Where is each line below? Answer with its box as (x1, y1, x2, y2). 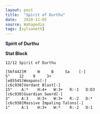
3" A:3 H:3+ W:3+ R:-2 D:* (5, 96, 93, 101)
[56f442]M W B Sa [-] (5, 70, 86, 75)
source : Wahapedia (5, 21, 45, 27)
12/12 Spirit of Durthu (5, 60, 56, 65)
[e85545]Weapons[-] (5, 78, 47, 83)
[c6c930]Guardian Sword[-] (5, 92, 63, 97)
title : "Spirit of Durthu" (5, 12, 66, 17)
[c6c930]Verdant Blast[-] (5, 83, 61, 88)
